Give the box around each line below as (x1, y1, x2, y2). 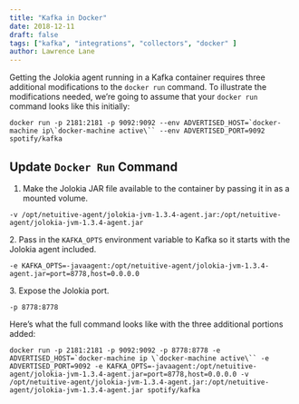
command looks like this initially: (9, 101, 130, 112)
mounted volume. (22, 192, 89, 203)
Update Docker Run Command (9, 159, 178, 174)
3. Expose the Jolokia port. (9, 285, 110, 296)
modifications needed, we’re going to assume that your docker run (9, 92, 258, 103)
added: (9, 328, 36, 339)
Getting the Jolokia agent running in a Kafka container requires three (9, 72, 265, 83)
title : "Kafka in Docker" (9, 13, 107, 23)
